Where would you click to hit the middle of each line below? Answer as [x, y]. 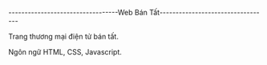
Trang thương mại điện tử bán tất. [63, 37]
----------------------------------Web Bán [78, 12]
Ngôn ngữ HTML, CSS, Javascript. [65, 52]
